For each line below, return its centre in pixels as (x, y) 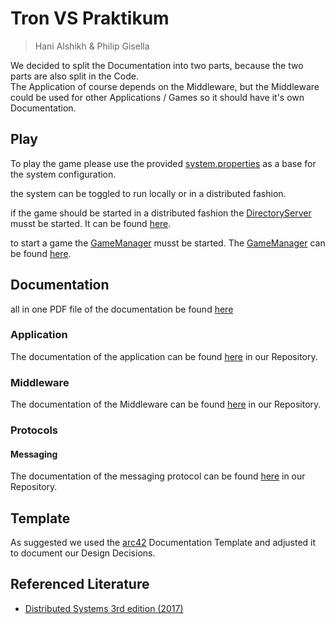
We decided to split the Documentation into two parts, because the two (157, 65)
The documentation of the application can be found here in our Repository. (164, 356)
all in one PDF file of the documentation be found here (122, 309)
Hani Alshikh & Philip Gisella (92, 46)
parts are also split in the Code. (75, 76)
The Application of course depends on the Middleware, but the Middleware (165, 86)
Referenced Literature (80, 584)
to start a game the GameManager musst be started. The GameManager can (168, 243)
